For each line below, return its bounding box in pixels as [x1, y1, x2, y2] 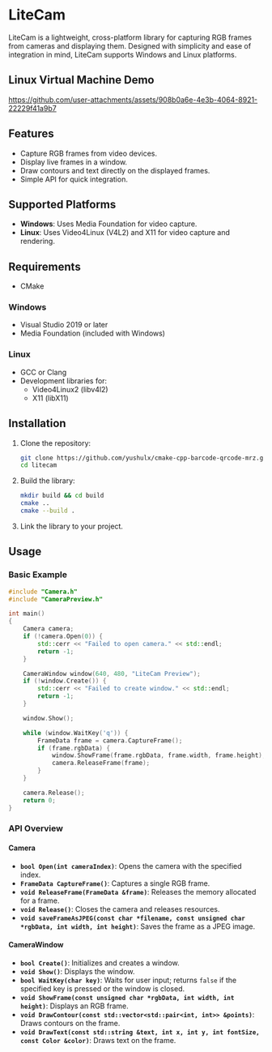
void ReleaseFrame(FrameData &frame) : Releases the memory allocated [19, 887, 257, 896]
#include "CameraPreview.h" [8, 595, 104, 603]
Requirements [8, 259, 81, 273]
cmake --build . [19, 507, 75, 515]
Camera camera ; [23, 625, 74, 633]
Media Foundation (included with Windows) [19, 328, 166, 338]
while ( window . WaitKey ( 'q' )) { [23, 729, 129, 737]
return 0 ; [23, 796, 57, 804]
